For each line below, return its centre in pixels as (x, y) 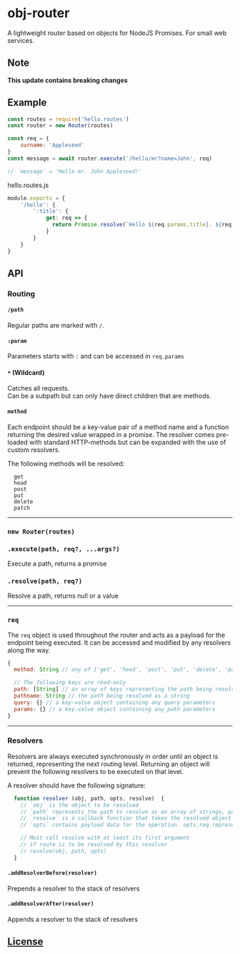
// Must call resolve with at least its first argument (105, 838)
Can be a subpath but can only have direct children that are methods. (110, 396)
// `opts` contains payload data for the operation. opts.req (115, 825)
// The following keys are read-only (70, 683)
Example (27, 102)
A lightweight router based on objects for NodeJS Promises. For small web (117, 33)
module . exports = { (36, 198)
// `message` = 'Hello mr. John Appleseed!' (75, 171)
